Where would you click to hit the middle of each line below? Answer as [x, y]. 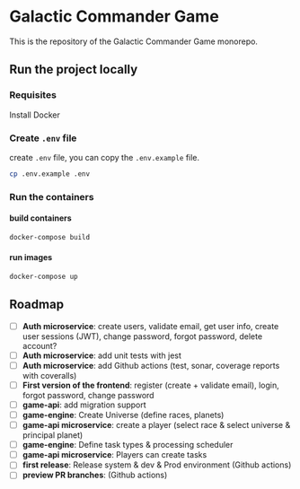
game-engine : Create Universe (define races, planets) [123, 415]
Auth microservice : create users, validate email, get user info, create [150, 326]
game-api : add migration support [84, 405]
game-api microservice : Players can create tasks [115, 455]
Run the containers [52, 196]
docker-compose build [50, 237]
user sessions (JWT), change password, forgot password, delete [142, 336]
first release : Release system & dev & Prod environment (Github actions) [157, 465]
